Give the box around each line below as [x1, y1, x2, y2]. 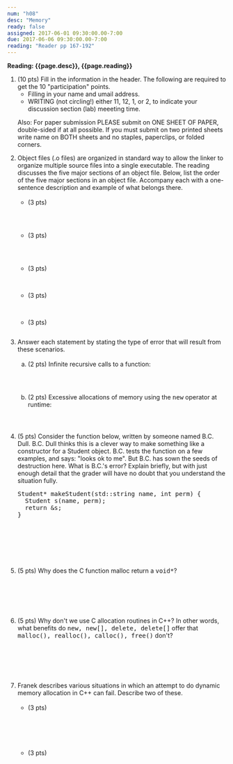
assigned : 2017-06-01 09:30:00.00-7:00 [7, 29, 123, 37]
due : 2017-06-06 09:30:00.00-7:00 [7, 36, 108, 43]
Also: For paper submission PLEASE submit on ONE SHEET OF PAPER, [17, 118, 219, 126]
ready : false [7, 23, 45, 30]
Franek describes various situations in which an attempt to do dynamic [17, 681, 220, 690]
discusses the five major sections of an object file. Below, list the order [17, 168, 220, 177]
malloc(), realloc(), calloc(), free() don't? [17, 631, 173, 639]
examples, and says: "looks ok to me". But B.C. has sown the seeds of [17, 454, 218, 463]
